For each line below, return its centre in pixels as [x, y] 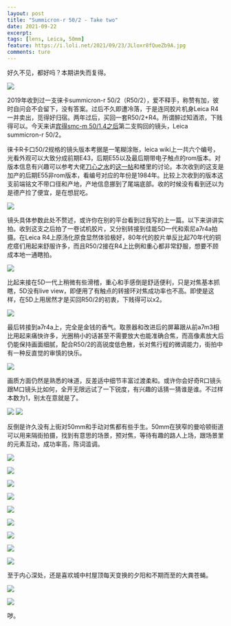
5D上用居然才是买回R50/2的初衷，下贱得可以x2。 [96, 299]
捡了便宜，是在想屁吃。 [58, 192]
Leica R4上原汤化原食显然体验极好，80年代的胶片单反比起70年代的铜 [123, 237]
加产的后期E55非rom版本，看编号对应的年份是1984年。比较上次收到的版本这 [115, 175]
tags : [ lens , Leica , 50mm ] [46, 39]
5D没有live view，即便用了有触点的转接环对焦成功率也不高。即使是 [113, 291]
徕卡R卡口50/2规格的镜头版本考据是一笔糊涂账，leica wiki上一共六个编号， [113, 149]
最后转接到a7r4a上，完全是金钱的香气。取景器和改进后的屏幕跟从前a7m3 [110, 327]
